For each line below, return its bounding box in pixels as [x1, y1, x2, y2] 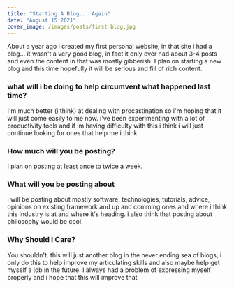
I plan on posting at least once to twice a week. [7, 162, 143, 170]
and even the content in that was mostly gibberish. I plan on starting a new [7, 57, 222, 66]
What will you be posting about [7, 179, 115, 189]
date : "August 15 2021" [7, 17, 77, 24]
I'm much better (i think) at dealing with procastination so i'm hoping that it [7, 106, 222, 115]
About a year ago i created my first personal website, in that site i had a [7, 43, 212, 51]
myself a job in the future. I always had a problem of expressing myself [7, 266, 211, 274]
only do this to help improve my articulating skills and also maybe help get [7, 258, 220, 266]
